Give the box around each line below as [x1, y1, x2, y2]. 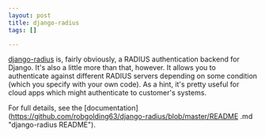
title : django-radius [8, 19, 80, 27]
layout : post [8, 11, 51, 20]
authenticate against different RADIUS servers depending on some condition [8, 72, 258, 81]
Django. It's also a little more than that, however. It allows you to [8, 63, 216, 72]
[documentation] [84, 103, 138, 113]
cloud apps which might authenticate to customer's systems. [8, 88, 207, 98]
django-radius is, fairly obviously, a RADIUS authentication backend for [8, 54, 240, 64]
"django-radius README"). [8, 120, 97, 130]
